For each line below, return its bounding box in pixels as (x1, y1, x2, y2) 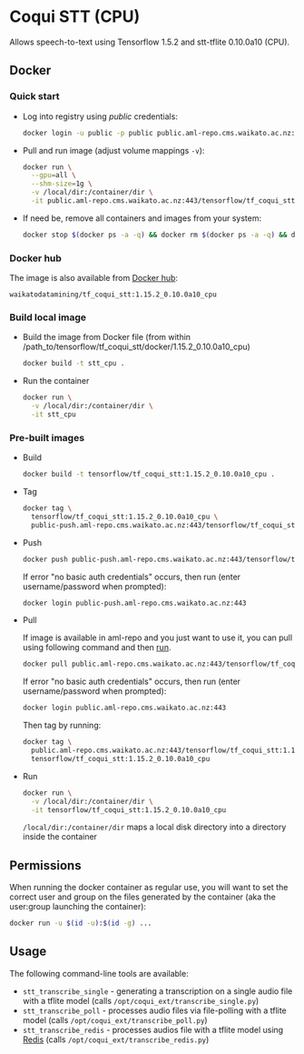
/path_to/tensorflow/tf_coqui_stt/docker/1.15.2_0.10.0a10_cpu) (22, 341, 251, 352)
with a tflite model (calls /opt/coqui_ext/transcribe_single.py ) (22, 995, 260, 1006)
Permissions (9, 858, 82, 873)
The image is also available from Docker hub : (9, 273, 179, 284)
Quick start (9, 90, 61, 103)
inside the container (22, 831, 98, 842)
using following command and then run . (22, 642, 172, 653)
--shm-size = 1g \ (31, 179, 93, 188)
